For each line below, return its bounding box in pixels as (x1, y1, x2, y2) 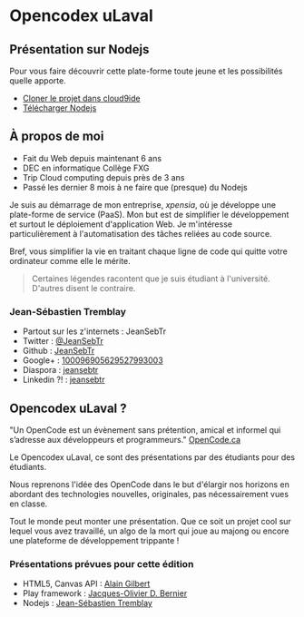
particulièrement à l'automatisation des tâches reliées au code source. (9, 228, 272, 239)
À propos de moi (9, 129, 104, 144)
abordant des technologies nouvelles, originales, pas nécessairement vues (9, 488, 289, 499)
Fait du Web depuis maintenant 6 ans (22, 152, 162, 163)
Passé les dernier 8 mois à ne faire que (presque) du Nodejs (22, 181, 248, 192)
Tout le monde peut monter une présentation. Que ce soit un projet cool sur (9, 515, 292, 526)
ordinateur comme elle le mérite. (9, 255, 132, 266)
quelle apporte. (9, 75, 66, 86)
